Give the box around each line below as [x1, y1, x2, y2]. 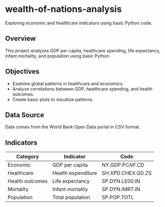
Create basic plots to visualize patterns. [12, 96, 94, 103]
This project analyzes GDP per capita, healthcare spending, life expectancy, [5, 47, 161, 53]
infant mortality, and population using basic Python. [5, 53, 111, 59]
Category [16, 153, 39, 160]
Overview [5, 34, 36, 43]
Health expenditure [52, 170, 97, 177]
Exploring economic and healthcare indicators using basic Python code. [5, 20, 153, 26]
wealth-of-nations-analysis [5, 3, 122, 15]
